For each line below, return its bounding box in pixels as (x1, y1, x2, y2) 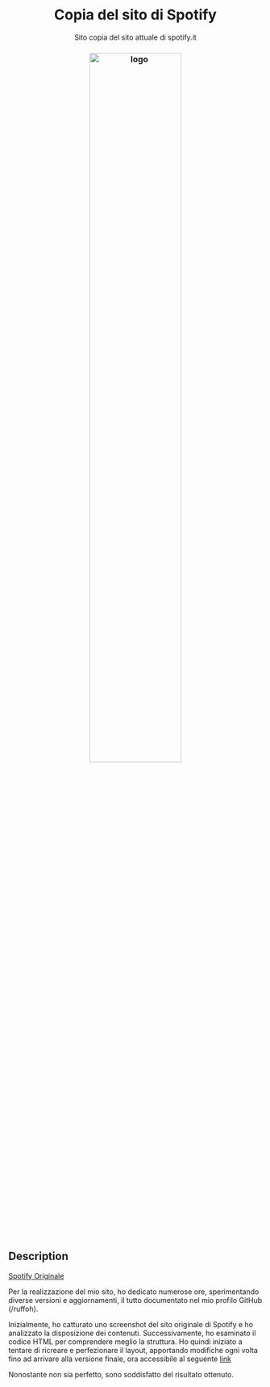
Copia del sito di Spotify (53, 6, 218, 24)
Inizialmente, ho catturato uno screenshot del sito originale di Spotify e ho (8, 1319, 254, 1329)
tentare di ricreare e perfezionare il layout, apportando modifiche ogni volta (8, 1345, 258, 1355)
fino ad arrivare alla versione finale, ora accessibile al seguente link (8, 1354, 232, 1364)
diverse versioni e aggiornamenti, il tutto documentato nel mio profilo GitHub (8, 1295, 263, 1305)
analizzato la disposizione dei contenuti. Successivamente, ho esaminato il (8, 1328, 256, 1338)
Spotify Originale (8, 1271, 64, 1280)
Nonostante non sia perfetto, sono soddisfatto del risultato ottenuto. (8, 1369, 235, 1379)
